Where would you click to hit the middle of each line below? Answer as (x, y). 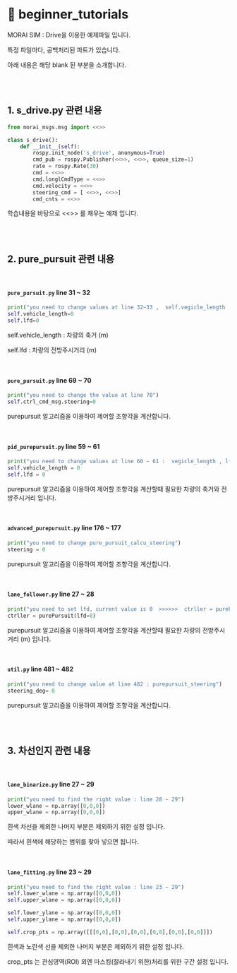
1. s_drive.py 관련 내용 (55, 111)
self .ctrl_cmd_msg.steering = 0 (52, 402)
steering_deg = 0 (31, 691)
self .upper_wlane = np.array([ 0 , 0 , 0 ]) (64, 900)
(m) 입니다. (36, 639)
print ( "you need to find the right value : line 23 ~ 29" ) (96, 887)
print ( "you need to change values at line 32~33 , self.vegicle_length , (120, 308)
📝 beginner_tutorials (68, 14)
